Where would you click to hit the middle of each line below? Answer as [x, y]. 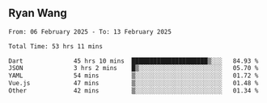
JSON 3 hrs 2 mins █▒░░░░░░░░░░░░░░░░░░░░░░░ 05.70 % [133, 68]
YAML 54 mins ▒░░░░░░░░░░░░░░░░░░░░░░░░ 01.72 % [133, 76]
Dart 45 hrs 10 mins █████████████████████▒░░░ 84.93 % [133, 61]
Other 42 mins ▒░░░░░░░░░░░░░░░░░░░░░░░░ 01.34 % [133, 91]
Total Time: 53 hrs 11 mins [56, 46]
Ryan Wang [38, 13]
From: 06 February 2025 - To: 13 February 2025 [90, 31]
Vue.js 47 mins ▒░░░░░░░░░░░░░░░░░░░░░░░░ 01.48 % [133, 84]
